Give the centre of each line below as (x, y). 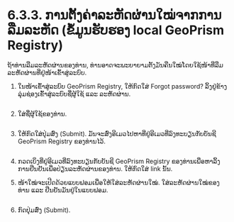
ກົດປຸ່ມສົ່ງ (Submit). (44, 210)
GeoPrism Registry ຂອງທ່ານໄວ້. (62, 141)
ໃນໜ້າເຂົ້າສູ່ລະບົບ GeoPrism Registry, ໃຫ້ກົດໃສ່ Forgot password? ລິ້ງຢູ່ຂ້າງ (122, 86)
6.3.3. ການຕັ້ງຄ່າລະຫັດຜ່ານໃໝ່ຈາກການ (115, 15)
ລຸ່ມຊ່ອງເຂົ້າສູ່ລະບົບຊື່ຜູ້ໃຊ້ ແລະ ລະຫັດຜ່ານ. (74, 94)
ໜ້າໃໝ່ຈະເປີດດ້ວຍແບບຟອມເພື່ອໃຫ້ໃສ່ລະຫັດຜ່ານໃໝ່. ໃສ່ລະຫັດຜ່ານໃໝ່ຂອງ (118, 182)
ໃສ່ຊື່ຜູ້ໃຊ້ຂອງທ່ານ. (42, 113)
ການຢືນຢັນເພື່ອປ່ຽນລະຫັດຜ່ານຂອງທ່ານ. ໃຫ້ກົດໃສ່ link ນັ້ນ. (95, 168)
